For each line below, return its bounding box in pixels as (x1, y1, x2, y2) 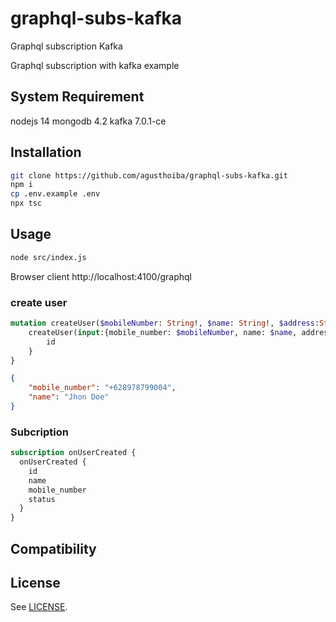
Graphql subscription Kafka (10, 40, 123, 52)
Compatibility (10, 540, 97, 557)
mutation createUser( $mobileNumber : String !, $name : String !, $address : (10, 318, 320, 329)
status (28, 494, 56, 504)
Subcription (10, 425, 69, 439)
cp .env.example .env (10, 189, 101, 199)
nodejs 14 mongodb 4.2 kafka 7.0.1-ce (10, 115, 167, 127)
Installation (10, 144, 82, 161)
